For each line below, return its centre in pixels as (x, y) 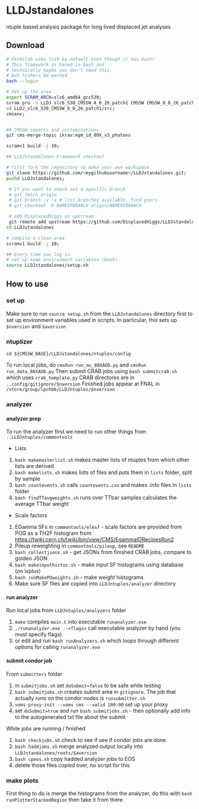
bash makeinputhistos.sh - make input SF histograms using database (99, 565)
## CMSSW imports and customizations (53, 130)
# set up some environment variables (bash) (62, 260)
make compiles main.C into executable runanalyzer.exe (81, 622)
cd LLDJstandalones (30, 227)
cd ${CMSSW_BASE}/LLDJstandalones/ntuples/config (69, 354)
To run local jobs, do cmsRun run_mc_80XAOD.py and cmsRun (76, 365)
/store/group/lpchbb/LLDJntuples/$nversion (61, 390)
